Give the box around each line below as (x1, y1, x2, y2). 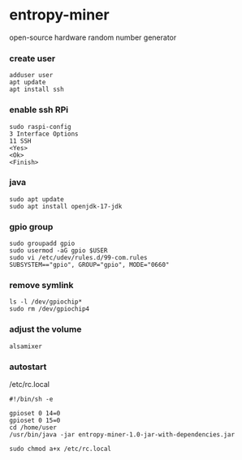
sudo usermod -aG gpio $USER (9, 247, 108, 255)
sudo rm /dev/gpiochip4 (9, 305, 90, 313)
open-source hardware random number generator (9, 32, 177, 42)
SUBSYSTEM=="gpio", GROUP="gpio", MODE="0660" (9, 261, 170, 269)
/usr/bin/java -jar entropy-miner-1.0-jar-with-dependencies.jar (9, 431, 235, 439)
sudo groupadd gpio (9, 239, 76, 248)
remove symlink (9, 280, 74, 291)
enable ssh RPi (9, 104, 68, 115)
